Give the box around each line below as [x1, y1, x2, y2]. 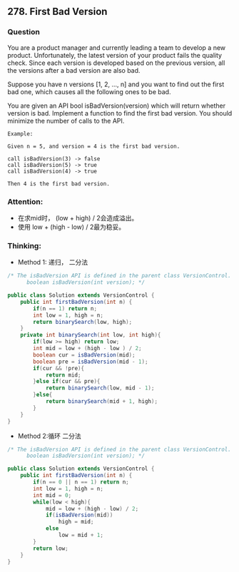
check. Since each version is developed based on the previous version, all [7, 58, 225, 67]
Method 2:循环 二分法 [17, 431, 81, 440]
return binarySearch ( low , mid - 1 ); [45, 384, 155, 392]
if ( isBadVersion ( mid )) [45, 511, 113, 519]
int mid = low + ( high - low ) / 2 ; [33, 345, 142, 352]
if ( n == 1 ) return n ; [33, 305, 98, 312]
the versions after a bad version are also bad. [7, 66, 141, 74]
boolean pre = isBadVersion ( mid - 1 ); [33, 358, 148, 365]
